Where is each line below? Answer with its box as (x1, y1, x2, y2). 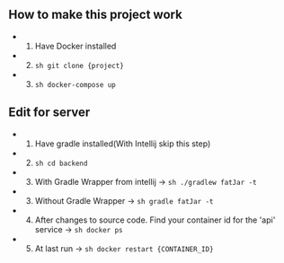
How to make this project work (8, 7, 183, 22)
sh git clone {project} (34, 61, 125, 70)
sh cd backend (34, 159, 88, 168)
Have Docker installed (34, 40, 117, 51)
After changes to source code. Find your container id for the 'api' (34, 215, 276, 225)
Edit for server (8, 105, 91, 120)
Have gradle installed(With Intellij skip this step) (34, 138, 211, 149)
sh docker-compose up (34, 80, 116, 89)
